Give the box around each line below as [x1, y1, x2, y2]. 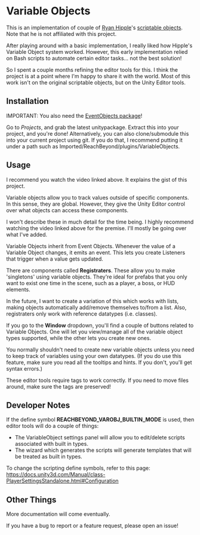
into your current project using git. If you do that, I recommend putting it [6, 136, 183, 143]
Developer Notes [6, 400, 70, 410]
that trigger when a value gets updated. [6, 255, 103, 262]
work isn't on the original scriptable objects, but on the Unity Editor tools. [6, 79, 186, 86]
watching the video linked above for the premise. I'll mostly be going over [6, 224, 187, 231]
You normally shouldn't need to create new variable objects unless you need [6, 346, 195, 353]
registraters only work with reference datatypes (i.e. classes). [6, 310, 158, 317]
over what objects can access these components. [6, 206, 129, 213]
